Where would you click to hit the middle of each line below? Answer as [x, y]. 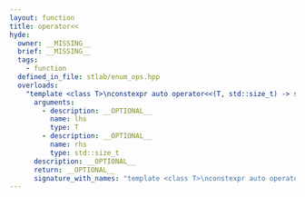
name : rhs [69, 144]
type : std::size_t [84, 153]
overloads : [38, 85]
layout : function [42, 18]
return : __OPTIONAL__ [74, 170]
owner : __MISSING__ [54, 43]
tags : [28, 60]
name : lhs [69, 119]
